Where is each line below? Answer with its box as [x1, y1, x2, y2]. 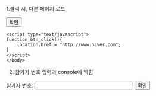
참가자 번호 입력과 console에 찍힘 [14, 69, 93, 75]
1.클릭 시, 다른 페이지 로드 [6, 5, 65, 12]
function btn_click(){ [6, 37, 63, 43]
